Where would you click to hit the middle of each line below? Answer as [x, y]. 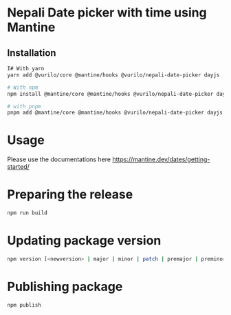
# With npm [23, 88]
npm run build [27, 213]
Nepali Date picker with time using [107, 13]
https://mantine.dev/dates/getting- [161, 159]
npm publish [24, 305]
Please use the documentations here [59, 159]
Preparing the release [70, 195]
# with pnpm [24, 106]
